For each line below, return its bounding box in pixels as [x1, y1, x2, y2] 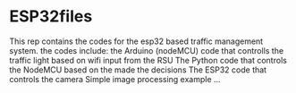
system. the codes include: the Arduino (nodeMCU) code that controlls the [9, 45, 284, 55]
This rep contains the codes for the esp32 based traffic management [9, 36, 264, 46]
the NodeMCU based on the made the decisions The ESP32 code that [9, 64, 266, 75]
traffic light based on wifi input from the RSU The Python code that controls [9, 55, 288, 65]
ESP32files [9, 6, 93, 27]
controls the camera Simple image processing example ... [9, 73, 221, 84]
